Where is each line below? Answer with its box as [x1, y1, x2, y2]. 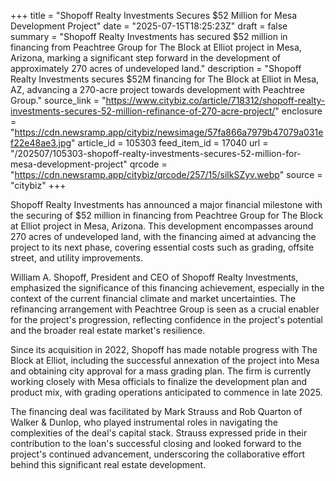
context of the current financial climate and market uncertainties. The [10, 293, 297, 304]
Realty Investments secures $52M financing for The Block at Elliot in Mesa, [10, 73, 320, 85]
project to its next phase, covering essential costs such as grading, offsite [10, 241, 315, 253]
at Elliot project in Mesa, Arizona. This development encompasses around [10, 220, 314, 232]
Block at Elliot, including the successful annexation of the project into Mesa [10, 355, 320, 366]
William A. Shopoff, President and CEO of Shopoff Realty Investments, [10, 271, 299, 283]
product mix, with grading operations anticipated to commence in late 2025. [10, 386, 323, 398]
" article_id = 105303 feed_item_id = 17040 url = [71, 137, 269, 149]
